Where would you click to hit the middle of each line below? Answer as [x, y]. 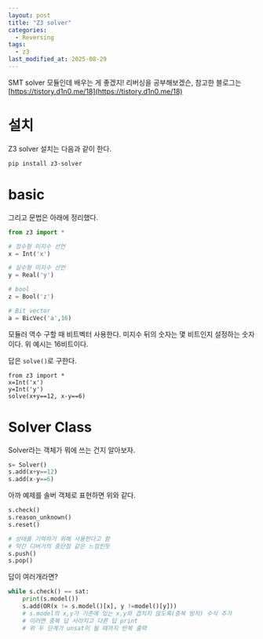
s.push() [22, 553]
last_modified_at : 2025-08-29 [58, 60]
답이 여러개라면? [33, 577]
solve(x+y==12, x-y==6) [47, 396]
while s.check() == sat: [49, 592]
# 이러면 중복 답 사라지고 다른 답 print [80, 621]
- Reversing [35, 37]
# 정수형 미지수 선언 [37, 246]
